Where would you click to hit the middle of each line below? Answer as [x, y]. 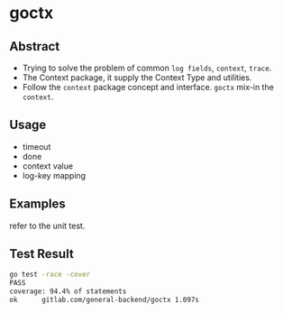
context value [48, 166]
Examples [37, 204]
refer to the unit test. [47, 226]
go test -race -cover [50, 275]
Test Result [41, 254]
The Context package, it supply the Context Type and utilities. [137, 78]
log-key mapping [54, 175]
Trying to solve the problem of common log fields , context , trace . [147, 68]
